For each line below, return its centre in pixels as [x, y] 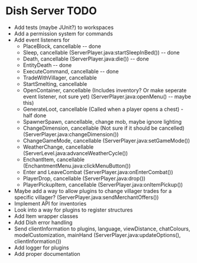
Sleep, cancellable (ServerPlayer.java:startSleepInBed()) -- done [101, 52]
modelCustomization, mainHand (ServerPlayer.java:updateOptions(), [97, 235]
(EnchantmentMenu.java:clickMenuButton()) [77, 166]
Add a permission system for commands [63, 33]
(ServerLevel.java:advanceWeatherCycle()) [75, 153]
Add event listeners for [42, 40]
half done [35, 115]
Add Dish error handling [43, 222]
